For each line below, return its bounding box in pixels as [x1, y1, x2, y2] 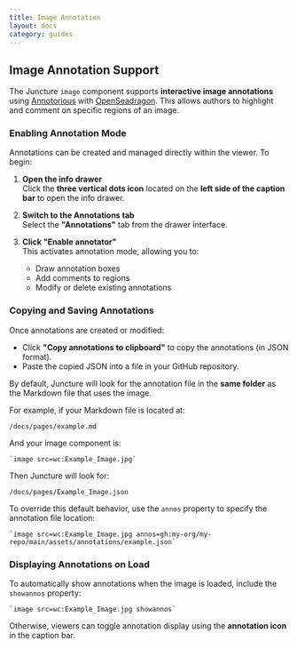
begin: [9, 156, 33, 167]
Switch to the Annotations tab [21, 210, 135, 220]
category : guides [9, 29, 74, 38]
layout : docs [9, 21, 58, 30]
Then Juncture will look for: [9, 470, 110, 481]
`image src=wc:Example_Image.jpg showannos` [9, 605, 176, 614]
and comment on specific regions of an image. [9, 105, 180, 116]
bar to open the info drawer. [21, 193, 125, 204]
